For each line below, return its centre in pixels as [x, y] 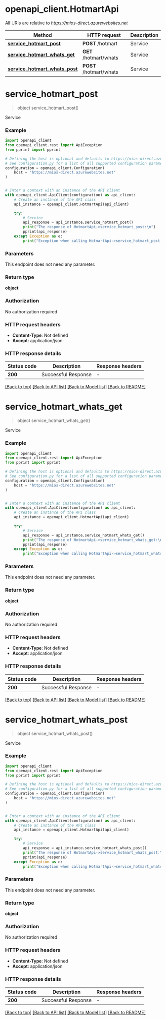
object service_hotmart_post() [48, 108]
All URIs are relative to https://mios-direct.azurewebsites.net [66, 23]
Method [43, 35]
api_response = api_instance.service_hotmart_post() [78, 222]
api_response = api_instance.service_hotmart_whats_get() [84, 535]
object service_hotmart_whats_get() [54, 420]
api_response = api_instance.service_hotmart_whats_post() [85, 848]
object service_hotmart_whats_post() [55, 733]
